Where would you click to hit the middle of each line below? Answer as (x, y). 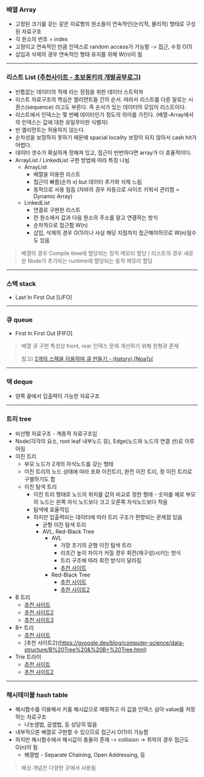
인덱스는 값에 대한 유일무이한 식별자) (65, 122)
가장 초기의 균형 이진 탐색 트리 (96, 545)
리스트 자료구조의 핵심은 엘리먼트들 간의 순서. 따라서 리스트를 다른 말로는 (101, 99)
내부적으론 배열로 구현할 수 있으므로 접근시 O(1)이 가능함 (82, 732)
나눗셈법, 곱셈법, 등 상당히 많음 (60, 725)
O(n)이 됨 (26, 747)
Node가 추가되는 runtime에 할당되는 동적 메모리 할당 (90, 261)
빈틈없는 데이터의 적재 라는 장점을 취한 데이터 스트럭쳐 (79, 92)
